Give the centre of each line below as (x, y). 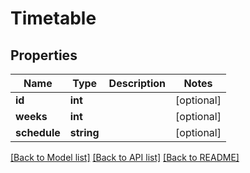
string (84, 132)
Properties (44, 55)
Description (137, 83)
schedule (38, 132)
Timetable (53, 18)
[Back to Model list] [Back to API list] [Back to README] (125, 157)
